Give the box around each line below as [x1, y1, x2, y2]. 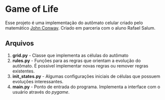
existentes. [12, 68, 35, 74]
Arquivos [5, 39, 34, 48]
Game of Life [5, 3, 58, 15]
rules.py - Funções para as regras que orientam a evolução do [12, 58, 141, 64]
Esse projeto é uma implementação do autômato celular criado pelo [5, 20, 143, 26]
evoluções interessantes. [12, 78, 63, 84]
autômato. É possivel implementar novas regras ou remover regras [12, 63, 149, 68]
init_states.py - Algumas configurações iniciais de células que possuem [12, 73, 161, 79]
